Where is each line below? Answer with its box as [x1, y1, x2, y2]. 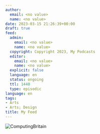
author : [5, 7, 22, 12]
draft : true [5, 26, 30, 31]
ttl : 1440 [10, 81, 30, 86]
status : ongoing [10, 77, 44, 82]
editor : [10, 53, 26, 59]
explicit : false [10, 68, 44, 73]
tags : [5, 95, 17, 100]
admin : [10, 35, 24, 40]
